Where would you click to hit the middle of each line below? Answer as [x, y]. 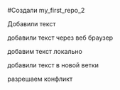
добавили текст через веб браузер [60, 38]
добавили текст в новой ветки [53, 65]
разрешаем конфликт [40, 79]
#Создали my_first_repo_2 [46, 10]
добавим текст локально [45, 51]
